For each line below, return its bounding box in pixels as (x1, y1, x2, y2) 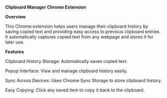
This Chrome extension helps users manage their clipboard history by (5, 23, 149, 29)
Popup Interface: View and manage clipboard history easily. (5, 68, 128, 74)
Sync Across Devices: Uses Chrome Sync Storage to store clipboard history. (5, 78, 162, 83)
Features (5, 49, 24, 54)
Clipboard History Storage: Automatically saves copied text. (5, 58, 128, 64)
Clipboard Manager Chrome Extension (5, 4, 86, 10)
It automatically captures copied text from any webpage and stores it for (5, 34, 154, 40)
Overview (5, 14, 26, 19)
